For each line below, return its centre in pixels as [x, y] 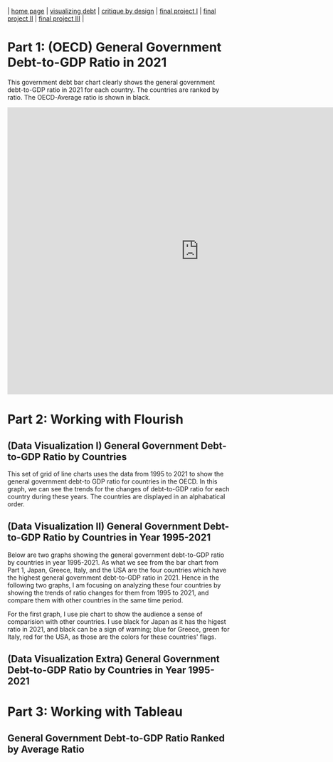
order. [16, 504]
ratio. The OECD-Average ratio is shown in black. [79, 97]
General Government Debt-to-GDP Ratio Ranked [116, 738]
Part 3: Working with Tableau [95, 712]
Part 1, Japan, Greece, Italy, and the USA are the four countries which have [117, 570]
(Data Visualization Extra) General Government [113, 659]
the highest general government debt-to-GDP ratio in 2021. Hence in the [113, 578]
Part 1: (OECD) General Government [115, 47]
